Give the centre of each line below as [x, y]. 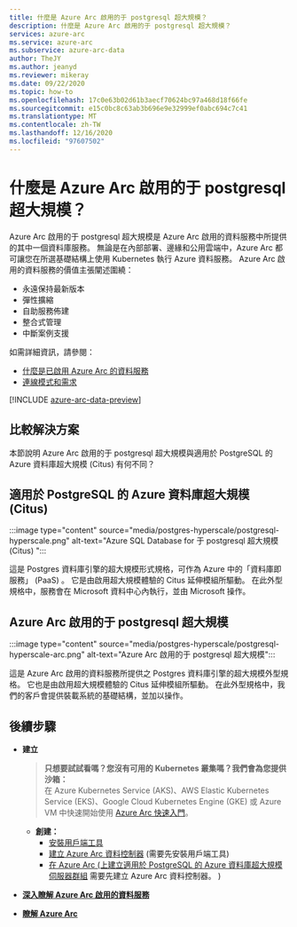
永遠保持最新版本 [53, 289]
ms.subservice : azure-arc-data [67, 51]
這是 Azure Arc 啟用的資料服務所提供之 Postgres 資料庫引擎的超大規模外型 [145, 673]
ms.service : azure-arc [51, 42]
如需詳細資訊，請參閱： [52, 352]
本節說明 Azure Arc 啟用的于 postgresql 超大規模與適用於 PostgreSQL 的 [141, 453]
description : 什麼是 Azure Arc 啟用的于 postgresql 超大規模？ [121, 26]
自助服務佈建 [45, 311]
